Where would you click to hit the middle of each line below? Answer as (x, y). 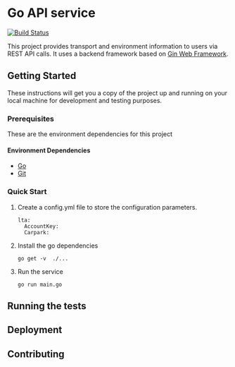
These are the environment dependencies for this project (90, 134)
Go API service (52, 13)
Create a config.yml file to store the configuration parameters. (107, 207)
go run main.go (40, 284)
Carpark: (37, 232)
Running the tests (47, 306)
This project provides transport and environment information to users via (113, 46)
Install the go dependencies (58, 246)
